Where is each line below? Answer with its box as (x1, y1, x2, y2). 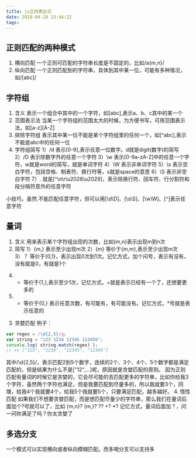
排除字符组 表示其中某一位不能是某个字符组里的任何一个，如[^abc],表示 (14, 131, 187, 138)
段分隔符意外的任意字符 (14, 183, 71, 189)
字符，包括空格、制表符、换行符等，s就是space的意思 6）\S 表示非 (19, 168, 182, 175)
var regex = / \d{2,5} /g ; (6, 331, 67, 337)
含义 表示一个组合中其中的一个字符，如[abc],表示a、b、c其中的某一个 (14, 110, 183, 116)
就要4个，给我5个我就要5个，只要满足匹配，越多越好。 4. (40, 388, 179, 395)
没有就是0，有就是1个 (14, 260, 67, 267)
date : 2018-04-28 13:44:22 (6, 14, 72, 20)
